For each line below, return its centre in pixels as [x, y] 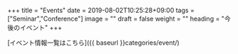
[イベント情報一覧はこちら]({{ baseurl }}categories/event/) [93, 43]
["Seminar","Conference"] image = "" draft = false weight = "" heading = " [116, 18]
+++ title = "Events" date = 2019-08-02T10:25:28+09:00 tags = [101, 10]
